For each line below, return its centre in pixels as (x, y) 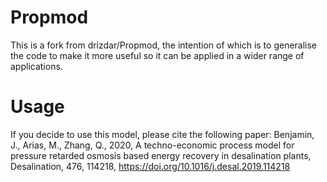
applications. (36, 66)
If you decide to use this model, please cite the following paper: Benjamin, (162, 134)
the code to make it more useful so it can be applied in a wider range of (157, 55)
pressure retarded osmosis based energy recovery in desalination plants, (161, 155)
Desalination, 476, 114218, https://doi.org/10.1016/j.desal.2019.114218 (150, 166)
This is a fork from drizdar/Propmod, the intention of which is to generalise (164, 45)
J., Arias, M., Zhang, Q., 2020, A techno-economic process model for (152, 145)
